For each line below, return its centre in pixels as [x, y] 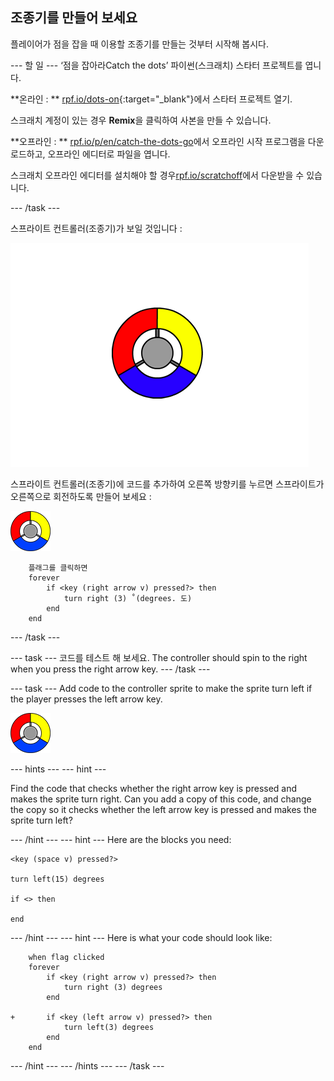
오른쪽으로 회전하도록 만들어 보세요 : [81, 496]
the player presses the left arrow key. [86, 699]
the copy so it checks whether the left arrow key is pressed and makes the [163, 809]
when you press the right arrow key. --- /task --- [110, 669]
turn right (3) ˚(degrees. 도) [128, 598]
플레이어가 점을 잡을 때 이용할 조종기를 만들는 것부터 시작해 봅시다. [139, 44]
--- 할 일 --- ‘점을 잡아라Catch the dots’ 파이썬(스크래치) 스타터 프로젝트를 [156, 65]
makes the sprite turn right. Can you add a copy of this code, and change [161, 799]
